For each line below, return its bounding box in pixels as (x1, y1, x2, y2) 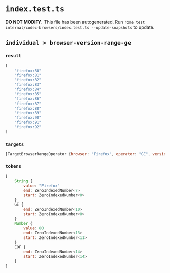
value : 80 (23, 225, 44, 231)
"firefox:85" (14, 91, 42, 96)
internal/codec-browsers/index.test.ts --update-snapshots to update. (5, 24, 155, 30)
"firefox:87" (14, 101, 42, 106)
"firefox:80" (14, 68, 42, 73)
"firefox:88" (14, 106, 42, 111)
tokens (5, 163, 22, 169)
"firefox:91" (14, 120, 42, 125)
